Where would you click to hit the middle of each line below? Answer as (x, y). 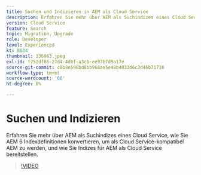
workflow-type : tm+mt (33, 73)
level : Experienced (31, 45)
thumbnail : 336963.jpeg (36, 56)
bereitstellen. (22, 154)
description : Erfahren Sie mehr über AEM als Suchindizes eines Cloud (96, 17)
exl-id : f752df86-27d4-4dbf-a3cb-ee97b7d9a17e (65, 62)
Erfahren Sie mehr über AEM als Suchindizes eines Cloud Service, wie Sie (97, 135)
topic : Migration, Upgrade (40, 34)
